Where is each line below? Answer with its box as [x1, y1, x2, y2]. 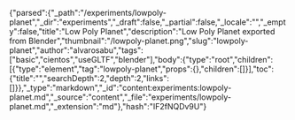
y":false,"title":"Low [9, 26, 82, 36]
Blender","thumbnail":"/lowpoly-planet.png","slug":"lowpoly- [27, 35, 249, 46]
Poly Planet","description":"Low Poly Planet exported [82, 26, 276, 36]
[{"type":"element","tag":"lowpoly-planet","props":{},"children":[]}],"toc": [9, 64, 275, 74]
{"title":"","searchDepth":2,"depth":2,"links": [9, 73, 170, 83]
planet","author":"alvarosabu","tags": [9, 45, 144, 56]
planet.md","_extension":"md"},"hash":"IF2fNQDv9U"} [9, 101, 207, 111]
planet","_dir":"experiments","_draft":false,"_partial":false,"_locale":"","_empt [9, 17, 286, 27]
